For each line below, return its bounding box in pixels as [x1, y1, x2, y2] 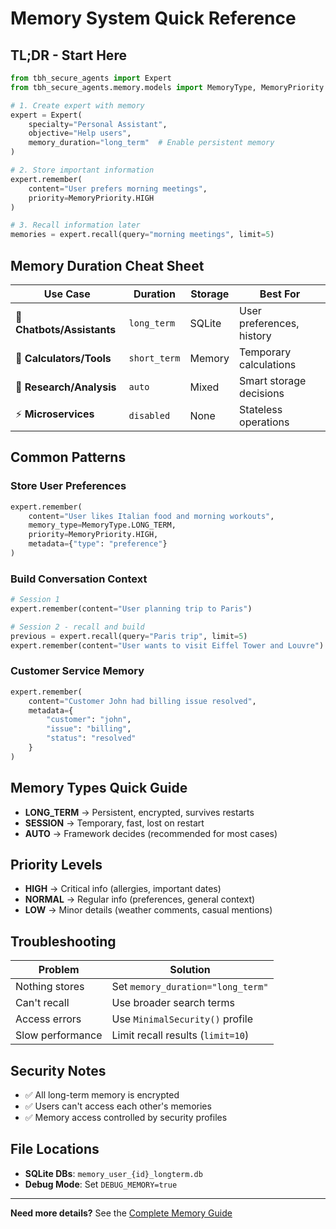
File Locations [10, 1141, 100, 1158]
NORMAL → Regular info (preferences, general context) [24, 893, 256, 906]
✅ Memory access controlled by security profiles [24, 1112, 228, 1124]
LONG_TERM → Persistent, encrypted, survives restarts [24, 806, 255, 818]
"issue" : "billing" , [46, 724, 132, 734]
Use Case [43, 287, 91, 301]
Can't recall [15, 996, 70, 1010]
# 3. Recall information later [10, 220, 141, 231]
